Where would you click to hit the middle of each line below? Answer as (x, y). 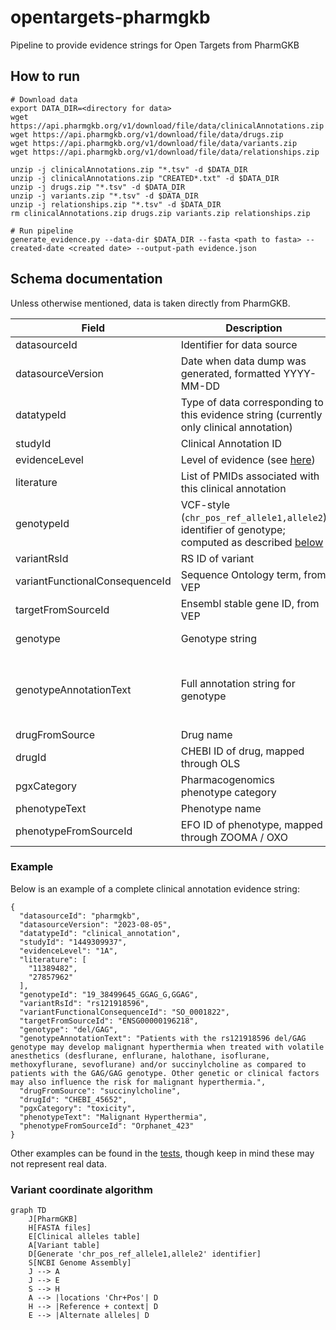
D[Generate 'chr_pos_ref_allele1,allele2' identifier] (145, 1254)
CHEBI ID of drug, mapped (242, 751)
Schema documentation (86, 279)
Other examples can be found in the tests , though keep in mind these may (162, 1153)
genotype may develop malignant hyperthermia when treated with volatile (167, 1047)
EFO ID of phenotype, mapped (251, 824)
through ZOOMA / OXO (234, 837)
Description (254, 328)
